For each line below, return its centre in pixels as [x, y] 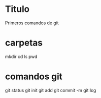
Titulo [17, 9]
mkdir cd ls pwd [21, 56]
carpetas [24, 43]
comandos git [34, 76]
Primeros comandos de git [32, 23]
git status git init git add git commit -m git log [50, 90]
